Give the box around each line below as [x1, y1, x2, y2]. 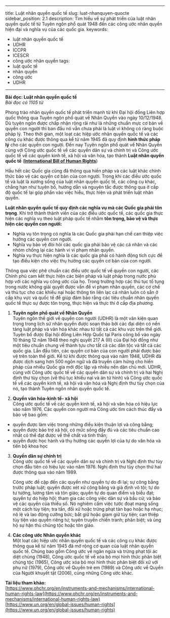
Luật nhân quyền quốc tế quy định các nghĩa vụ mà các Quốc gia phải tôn [5, 204, 162, 211]
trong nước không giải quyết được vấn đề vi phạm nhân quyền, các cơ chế [5, 284, 160, 290]
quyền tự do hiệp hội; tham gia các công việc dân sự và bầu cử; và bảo [12, 495, 161, 501]
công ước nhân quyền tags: [12, 58, 70, 64]
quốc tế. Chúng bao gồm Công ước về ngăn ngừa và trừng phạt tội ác [12, 548, 158, 554]
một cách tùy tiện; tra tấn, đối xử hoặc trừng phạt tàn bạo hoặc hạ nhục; [12, 506, 163, 512]
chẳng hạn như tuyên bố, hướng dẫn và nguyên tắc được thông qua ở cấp [5, 184, 159, 190]
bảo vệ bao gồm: [12, 411, 48, 418]
